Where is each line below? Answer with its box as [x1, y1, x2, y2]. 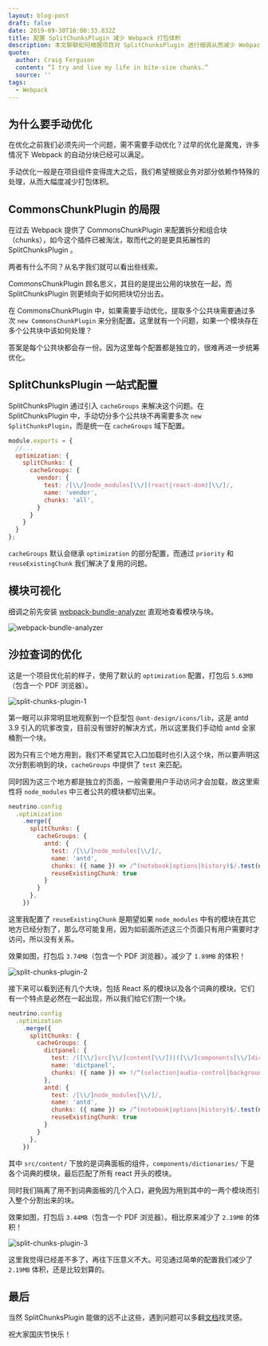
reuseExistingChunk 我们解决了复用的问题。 [8, 559, 152, 569]
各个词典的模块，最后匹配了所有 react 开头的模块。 [8, 1168, 176, 1178]
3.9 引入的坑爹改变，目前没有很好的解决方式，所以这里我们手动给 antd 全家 [8, 722, 256, 732]
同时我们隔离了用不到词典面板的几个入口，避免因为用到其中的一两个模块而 [8, 1185, 253, 1194]
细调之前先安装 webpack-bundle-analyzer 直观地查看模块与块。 [8, 607, 218, 616]
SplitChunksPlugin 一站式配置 [8, 378, 158, 392]
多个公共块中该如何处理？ [8, 326, 93, 335]
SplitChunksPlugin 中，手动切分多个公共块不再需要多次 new [8, 411, 202, 420]
